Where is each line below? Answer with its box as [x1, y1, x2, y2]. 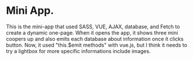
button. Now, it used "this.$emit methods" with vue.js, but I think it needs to [6, 42, 188, 48]
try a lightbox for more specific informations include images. [6, 47, 151, 54]
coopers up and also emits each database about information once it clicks [6, 35, 184, 42]
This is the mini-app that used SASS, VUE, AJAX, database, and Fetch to [6, 23, 180, 30]
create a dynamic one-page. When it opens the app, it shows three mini [6, 29, 178, 36]
